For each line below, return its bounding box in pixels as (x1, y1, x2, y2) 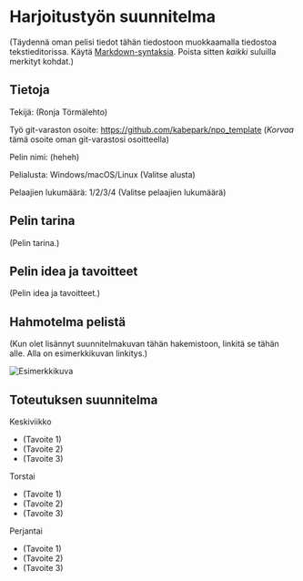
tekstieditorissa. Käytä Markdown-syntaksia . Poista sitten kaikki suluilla (9, 46, 277, 56)
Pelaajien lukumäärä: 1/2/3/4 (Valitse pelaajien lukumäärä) (9, 187, 227, 198)
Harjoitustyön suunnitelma (9, 6, 217, 27)
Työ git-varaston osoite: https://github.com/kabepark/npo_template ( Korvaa (9, 124, 294, 135)
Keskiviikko (9, 416, 52, 427)
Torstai (9, 471, 35, 482)
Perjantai (9, 525, 43, 536)
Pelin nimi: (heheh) (9, 151, 80, 162)
